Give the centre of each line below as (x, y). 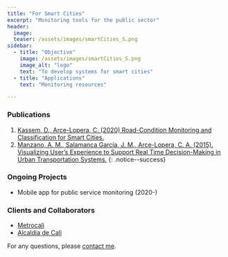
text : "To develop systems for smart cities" (87, 71)
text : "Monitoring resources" (63, 85)
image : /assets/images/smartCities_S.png (80, 59)
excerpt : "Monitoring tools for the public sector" (83, 20)
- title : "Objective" (45, 53)
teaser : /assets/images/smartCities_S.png (76, 39)
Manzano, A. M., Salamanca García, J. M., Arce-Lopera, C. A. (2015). (115, 144)
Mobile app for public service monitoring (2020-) (87, 192)
